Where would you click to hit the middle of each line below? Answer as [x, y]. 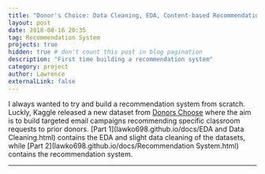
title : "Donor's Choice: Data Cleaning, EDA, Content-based [109, 15]
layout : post [30, 23]
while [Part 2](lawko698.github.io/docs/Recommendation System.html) [123, 146]
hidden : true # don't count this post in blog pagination [105, 52]
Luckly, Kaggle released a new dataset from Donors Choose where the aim [130, 112]
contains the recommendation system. [71, 154]
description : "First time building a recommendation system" [111, 60]
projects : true [33, 45]
